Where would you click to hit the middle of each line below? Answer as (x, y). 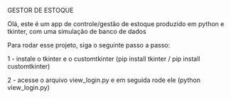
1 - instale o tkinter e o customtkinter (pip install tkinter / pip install (104, 59)
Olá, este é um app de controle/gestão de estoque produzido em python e (116, 24)
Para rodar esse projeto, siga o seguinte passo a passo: (89, 45)
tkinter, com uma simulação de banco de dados (77, 31)
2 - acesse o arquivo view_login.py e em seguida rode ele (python (104, 80)
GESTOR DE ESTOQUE (41, 10)
